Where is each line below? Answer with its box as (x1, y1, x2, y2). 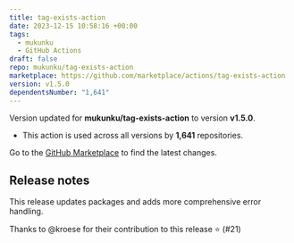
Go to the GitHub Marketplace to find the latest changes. (9, 147, 217, 157)
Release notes (9, 172, 90, 188)
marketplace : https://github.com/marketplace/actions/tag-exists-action (9, 71, 286, 80)
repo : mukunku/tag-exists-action (9, 63, 134, 72)
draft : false (9, 54, 58, 63)
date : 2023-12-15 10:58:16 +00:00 (9, 21, 139, 30)
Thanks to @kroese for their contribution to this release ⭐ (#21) (9, 224, 241, 235)
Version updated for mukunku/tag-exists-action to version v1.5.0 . (9, 113, 256, 123)
